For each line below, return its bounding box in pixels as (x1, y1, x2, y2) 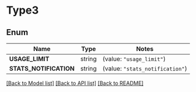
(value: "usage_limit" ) (102, 55, 166, 63)
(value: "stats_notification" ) (102, 65, 188, 72)
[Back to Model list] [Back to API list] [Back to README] (6, 80, 144, 87)
